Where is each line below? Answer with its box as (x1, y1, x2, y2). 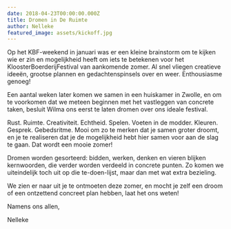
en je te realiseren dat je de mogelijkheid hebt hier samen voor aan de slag (7, 133, 219, 142)
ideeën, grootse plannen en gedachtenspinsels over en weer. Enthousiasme (7, 70, 223, 78)
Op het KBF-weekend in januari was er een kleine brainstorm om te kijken (7, 48, 216, 56)
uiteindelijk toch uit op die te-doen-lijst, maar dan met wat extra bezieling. (7, 168, 217, 177)
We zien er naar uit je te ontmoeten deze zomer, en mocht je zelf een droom (7, 182, 223, 190)
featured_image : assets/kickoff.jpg (7, 29, 112, 36)
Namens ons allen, (7, 202, 60, 210)
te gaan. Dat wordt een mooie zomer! (7, 140, 113, 149)
